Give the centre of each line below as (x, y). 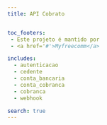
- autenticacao (36, 65)
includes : (22, 59)
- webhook (28, 98)
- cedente (28, 72)
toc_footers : (27, 32)
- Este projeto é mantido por (55, 40)
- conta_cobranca (39, 85)
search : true (27, 111)
